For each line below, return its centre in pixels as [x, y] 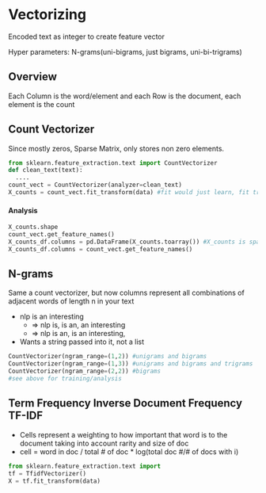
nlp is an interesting [52, 317]
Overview [33, 77]
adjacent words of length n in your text [71, 301]
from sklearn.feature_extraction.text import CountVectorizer [113, 163]
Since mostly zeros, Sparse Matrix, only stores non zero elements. [116, 148]
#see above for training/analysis [65, 379]
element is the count [42, 104]
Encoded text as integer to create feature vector [86, 36]
